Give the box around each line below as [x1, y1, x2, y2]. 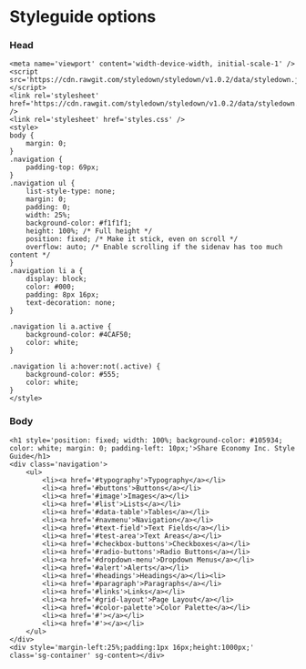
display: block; [25, 275, 88, 284]
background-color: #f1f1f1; [25, 218, 132, 228]
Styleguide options [9, 6, 157, 27]
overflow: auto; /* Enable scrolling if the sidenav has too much [25, 243, 283, 252]
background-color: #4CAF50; [25, 330, 132, 340]
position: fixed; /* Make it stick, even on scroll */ [25, 235, 239, 244]
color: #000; [25, 282, 76, 292]
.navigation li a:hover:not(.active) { [9, 362, 161, 371]
